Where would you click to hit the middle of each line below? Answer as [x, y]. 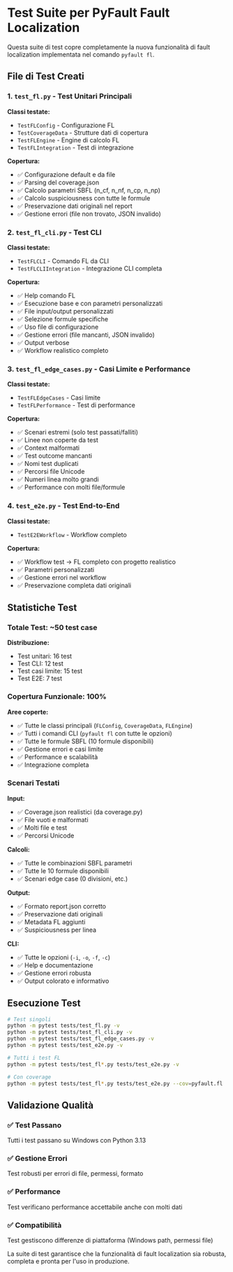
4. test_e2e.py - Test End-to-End [63, 506]
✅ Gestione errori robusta [54, 973]
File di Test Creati [46, 76]
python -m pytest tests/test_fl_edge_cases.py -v [81, 1039]
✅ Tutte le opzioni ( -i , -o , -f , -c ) [63, 957]
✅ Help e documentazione [55, 965]
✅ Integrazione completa [53, 765]
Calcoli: [18, 849]
